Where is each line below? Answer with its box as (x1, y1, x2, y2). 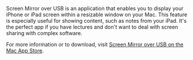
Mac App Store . (6, 47, 44, 54)
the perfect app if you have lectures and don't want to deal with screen (6, 23, 178, 30)
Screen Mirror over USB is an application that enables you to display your (6, 5, 184, 12)
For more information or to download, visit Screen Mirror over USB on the (6, 41, 184, 48)
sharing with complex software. (6, 30, 82, 37)
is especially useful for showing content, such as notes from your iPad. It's (6, 17, 187, 24)
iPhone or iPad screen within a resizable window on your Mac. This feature (6, 11, 188, 18)
